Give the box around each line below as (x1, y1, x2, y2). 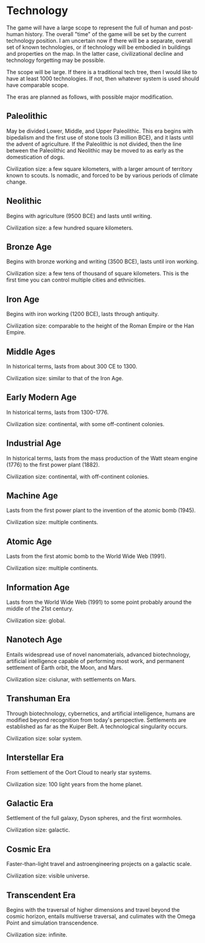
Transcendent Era (6, 890, 76, 900)
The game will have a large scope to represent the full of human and (6, 24, 179, 31)
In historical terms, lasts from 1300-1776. (6, 408, 109, 416)
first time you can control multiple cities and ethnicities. (6, 276, 146, 284)
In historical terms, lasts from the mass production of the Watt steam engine (6, 454, 198, 462)
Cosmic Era (6, 844, 51, 854)
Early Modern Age (6, 393, 77, 403)
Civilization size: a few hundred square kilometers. (6, 224, 133, 231)
